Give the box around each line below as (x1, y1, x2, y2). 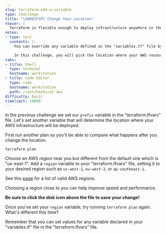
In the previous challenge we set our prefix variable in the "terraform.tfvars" (5, 112, 161, 118)
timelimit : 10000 (5, 99, 41, 103)
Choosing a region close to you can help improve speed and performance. (5, 185, 157, 191)
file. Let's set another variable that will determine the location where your (5, 117, 154, 123)
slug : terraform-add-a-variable (5, 7, 72, 12)
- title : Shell (5, 62, 37, 67)
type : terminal (9, 67, 41, 71)
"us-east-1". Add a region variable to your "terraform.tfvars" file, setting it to (5, 161, 160, 167)
